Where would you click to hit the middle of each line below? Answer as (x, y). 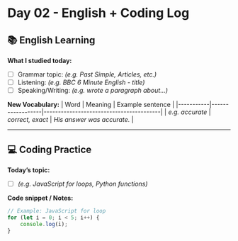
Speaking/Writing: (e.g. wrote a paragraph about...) (93, 91)
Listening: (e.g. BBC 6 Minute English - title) (81, 82)
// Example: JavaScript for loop (57, 211)
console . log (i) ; (44, 224)
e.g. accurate (188, 112)
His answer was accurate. (92, 120)
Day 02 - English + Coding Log (98, 13)
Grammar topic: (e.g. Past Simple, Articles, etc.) (87, 74)
